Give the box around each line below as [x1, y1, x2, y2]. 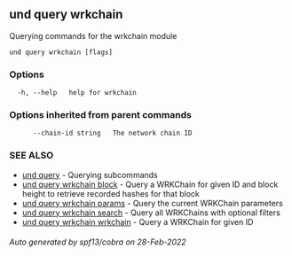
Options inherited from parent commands [9, 109, 193, 121]
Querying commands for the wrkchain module [9, 30, 178, 41]
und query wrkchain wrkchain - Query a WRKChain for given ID [21, 216, 254, 227]
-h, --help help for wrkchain [17, 89, 138, 97]
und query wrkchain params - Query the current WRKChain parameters [21, 198, 284, 208]
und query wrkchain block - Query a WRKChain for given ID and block [21, 179, 279, 190]
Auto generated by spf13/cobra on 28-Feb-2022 [9, 237, 186, 247]
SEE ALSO [9, 150, 54, 162]
